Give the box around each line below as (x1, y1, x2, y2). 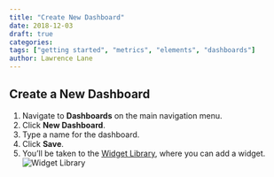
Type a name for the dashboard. (21, 129, 140, 140)
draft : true (9, 29, 53, 38)
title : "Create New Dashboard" (9, 12, 125, 22)
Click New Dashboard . (21, 119, 106, 130)
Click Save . (21, 138, 65, 149)
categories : (9, 37, 53, 47)
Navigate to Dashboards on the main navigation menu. (21, 110, 223, 120)
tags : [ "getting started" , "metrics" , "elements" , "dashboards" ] (9, 46, 255, 55)
